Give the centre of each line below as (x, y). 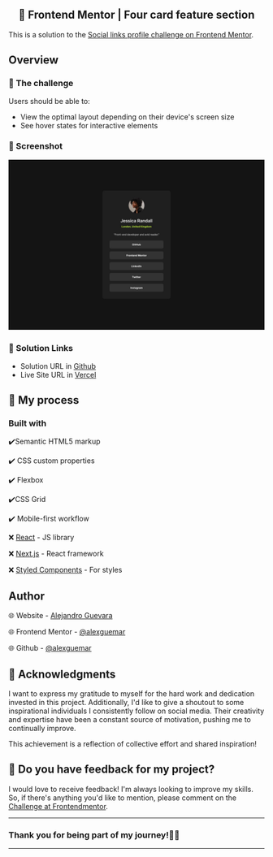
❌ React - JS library (41, 538)
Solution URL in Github (58, 366)
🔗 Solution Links (41, 348)
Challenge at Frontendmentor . (58, 806)
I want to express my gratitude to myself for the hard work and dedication (132, 694)
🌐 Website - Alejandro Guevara (61, 616)
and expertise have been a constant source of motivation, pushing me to (130, 720)
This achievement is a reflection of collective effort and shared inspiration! (133, 744)
